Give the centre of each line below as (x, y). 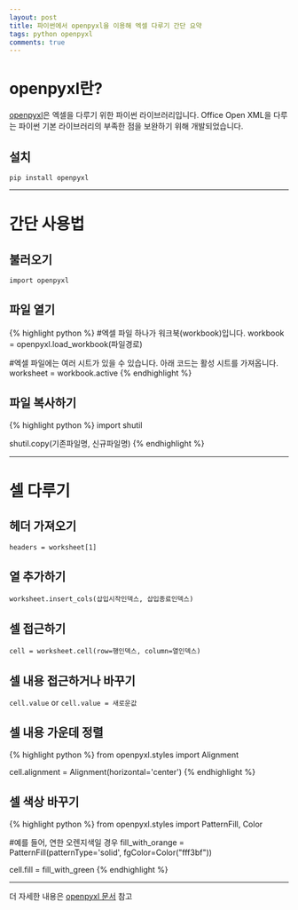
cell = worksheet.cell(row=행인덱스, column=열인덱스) (105, 652)
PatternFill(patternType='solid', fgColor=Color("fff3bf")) (111, 852)
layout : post (33, 17)
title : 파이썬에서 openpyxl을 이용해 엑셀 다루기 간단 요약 (106, 26)
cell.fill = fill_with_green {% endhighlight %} (89, 869)
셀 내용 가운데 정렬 (56, 733)
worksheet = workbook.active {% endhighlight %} (101, 373)
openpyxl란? (56, 89)
